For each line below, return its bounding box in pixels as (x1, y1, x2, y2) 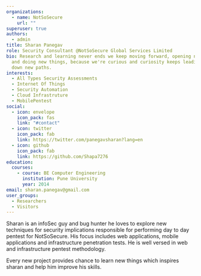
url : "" (17, 20, 36, 26)
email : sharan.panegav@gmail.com (6, 187, 90, 193)
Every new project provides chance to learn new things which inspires (6, 257, 179, 264)
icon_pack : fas (17, 114, 55, 120)
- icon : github (11, 142, 50, 148)
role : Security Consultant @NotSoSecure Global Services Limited (6, 48, 172, 54)
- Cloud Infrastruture (11, 92, 68, 98)
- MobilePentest (11, 98, 52, 104)
